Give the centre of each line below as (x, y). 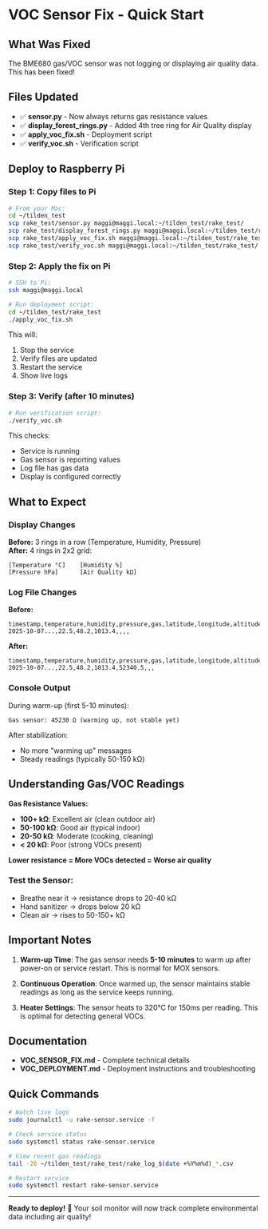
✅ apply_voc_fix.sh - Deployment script (86, 134)
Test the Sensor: (41, 880)
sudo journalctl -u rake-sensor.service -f (82, 1120)
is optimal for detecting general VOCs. (83, 1016)
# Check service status (48, 1135)
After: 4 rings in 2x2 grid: (50, 550)
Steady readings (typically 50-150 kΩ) (82, 759)
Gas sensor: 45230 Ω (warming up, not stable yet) (94, 720)
